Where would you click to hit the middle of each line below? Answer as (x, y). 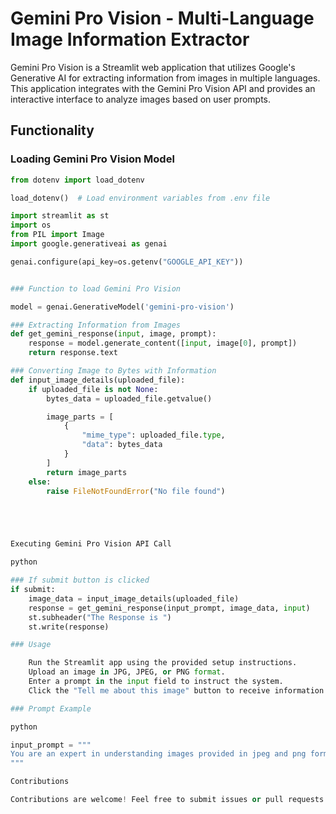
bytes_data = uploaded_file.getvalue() (129, 398)
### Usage (31, 645)
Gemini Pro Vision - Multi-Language (162, 18)
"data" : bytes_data (122, 445)
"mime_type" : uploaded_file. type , (153, 435)
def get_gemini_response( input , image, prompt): (113, 334)
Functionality (52, 130)
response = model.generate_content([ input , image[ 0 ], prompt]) (163, 343)
